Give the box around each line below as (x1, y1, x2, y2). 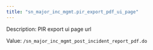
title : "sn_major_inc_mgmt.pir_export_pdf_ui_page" (6, 8, 139, 15)
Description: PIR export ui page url (6, 25, 92, 33)
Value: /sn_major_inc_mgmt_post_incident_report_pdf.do (6, 37, 148, 44)
